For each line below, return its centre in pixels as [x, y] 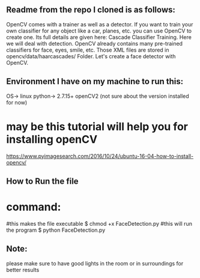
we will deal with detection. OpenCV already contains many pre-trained [95, 43]
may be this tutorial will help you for [97, 126]
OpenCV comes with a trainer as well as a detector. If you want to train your [100, 24]
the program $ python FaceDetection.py [56, 230]
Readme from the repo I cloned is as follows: [91, 10]
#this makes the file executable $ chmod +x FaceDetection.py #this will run [99, 223]
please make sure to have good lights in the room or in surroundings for [95, 263]
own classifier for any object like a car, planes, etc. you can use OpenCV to [99, 31]
